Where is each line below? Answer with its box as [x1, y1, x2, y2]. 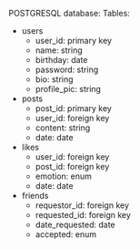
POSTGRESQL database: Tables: [8, 8, 131, 18]
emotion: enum [35, 171, 92, 182]
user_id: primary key [35, 36, 113, 46]
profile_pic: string [35, 84, 102, 94]
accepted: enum [35, 229, 97, 240]
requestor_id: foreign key [35, 200, 129, 211]
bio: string [35, 74, 74, 85]
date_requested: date [35, 219, 115, 230]
